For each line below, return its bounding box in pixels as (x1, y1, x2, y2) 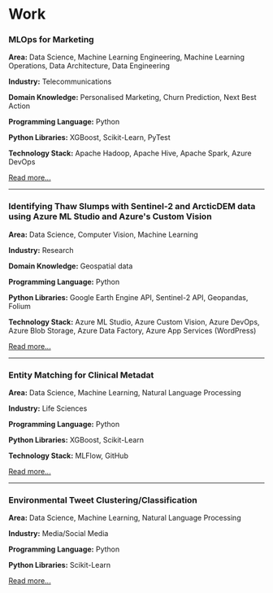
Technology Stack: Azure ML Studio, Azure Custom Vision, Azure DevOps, (8, 316, 260, 326)
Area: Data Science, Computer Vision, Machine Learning (8, 229, 199, 239)
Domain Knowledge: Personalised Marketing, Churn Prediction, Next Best (8, 93, 257, 102)
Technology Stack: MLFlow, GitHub (8, 451, 128, 460)
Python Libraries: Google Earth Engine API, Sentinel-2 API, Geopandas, (8, 292, 249, 302)
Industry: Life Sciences (8, 403, 88, 413)
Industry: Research (8, 245, 74, 255)
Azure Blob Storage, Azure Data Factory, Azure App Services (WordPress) (8, 325, 257, 335)
